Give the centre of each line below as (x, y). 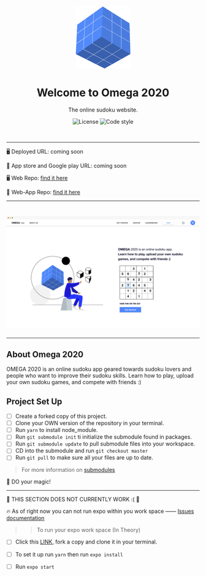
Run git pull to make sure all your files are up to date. (84, 458)
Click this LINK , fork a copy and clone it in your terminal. (86, 542)
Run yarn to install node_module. (56, 430)
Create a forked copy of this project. (61, 416)
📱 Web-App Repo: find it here (44, 192)
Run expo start (35, 566)
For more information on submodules (68, 470)
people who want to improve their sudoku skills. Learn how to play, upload (100, 376)
